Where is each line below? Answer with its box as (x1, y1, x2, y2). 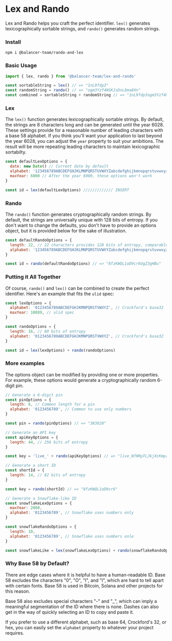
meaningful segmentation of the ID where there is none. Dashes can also (5, 603, 159, 610)
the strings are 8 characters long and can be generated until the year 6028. (5, 122, 164, 128)
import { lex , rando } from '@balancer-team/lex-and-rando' (5, 74, 137, 79)
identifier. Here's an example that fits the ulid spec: (5, 290, 114, 297)
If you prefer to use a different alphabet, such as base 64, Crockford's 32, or (5, 619, 166, 625)
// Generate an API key (5, 430, 56, 435)
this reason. (5, 588, 30, 594)
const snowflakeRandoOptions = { (5, 524, 77, 529)
